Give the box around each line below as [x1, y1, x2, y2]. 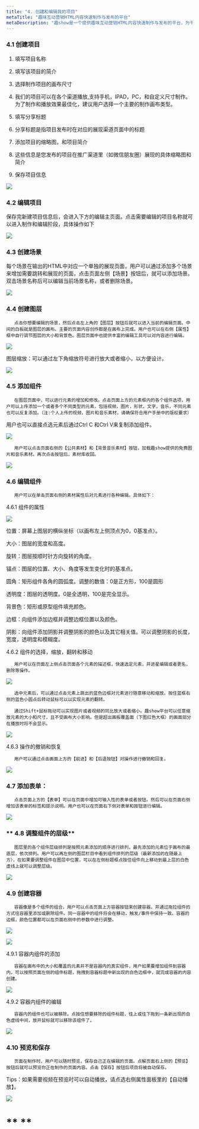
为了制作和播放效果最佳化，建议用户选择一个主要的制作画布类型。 [14, 100, 176, 108]
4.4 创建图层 [6, 305, 43, 313]
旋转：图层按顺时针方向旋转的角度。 [6, 553, 95, 560]
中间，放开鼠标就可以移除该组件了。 [19, 1017, 95, 1024]
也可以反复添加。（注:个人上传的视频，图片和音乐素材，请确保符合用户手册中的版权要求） [6, 409, 192, 416]
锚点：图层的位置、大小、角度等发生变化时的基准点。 [6, 565, 136, 572]
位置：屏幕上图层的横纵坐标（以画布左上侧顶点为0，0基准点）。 [6, 527, 161, 535]
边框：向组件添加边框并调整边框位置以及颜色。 [6, 616, 120, 623]
